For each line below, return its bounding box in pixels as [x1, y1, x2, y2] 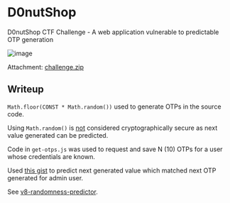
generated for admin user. [7, 173, 84, 182]
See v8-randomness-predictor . [7, 187, 98, 196]
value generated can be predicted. [7, 131, 109, 139]
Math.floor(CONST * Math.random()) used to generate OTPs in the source [7, 102, 221, 111]
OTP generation [7, 35, 54, 43]
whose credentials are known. [7, 152, 96, 160]
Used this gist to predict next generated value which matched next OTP [7, 166, 217, 175]
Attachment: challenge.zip [7, 62, 84, 71]
